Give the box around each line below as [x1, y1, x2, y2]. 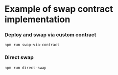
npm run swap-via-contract [4, 43, 60, 48]
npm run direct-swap [4, 65, 47, 70]
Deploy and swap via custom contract [4, 31, 96, 38]
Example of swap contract [4, 3, 113, 15]
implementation [4, 14, 71, 25]
